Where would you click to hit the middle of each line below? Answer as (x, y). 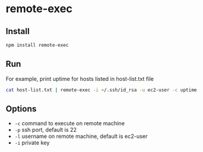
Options (21, 109)
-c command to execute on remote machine (69, 123)
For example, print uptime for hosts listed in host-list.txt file (80, 78)
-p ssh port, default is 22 (45, 130)
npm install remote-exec (37, 45)
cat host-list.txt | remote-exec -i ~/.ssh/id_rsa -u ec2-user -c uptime (101, 90)
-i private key (32, 143)
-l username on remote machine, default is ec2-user (81, 136)
